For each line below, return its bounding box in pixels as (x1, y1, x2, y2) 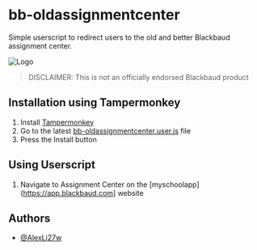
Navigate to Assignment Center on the (19, 180, 148, 189)
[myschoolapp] (149, 180, 200, 189)
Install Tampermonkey (19, 117, 95, 127)
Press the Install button (19, 134, 97, 144)
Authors (8, 211, 51, 225)
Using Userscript (8, 158, 95, 172)
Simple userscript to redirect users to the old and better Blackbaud (8, 32, 230, 42)
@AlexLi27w (19, 233, 62, 243)
